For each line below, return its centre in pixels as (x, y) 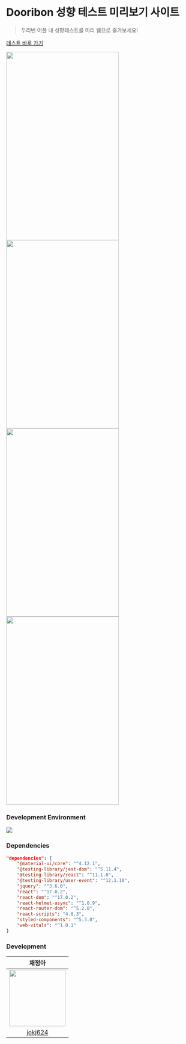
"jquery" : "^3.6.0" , (43, 886)
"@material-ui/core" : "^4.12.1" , (59, 864)
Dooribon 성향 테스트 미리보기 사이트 (93, 12)
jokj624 (37, 1033)
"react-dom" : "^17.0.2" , (48, 897)
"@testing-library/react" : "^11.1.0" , (65, 875)
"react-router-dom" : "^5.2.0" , (56, 908)
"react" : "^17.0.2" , (43, 892)
